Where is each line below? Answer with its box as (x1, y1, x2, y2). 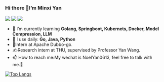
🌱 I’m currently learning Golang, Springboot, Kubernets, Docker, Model (12, 26, 159, 32)
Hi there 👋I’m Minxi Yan (5, 4, 62, 11)
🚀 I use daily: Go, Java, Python (12, 37, 76, 42)
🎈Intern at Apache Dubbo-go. (12, 41, 73, 47)
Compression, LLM (12, 31, 52, 37)
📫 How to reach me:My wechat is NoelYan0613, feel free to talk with (12, 54, 153, 61)
